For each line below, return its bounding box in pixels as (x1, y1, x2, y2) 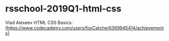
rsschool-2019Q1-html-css (5, 3, 121, 14)
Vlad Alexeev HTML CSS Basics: (5, 19, 73, 25)
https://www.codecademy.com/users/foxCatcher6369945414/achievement (7, 24, 164, 30)
